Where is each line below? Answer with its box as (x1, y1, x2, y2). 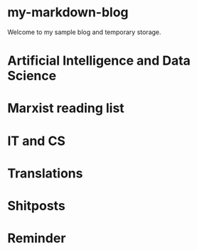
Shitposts (7, 197, 65, 214)
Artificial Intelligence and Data (7, 53, 191, 69)
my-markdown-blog (7, 4, 129, 21)
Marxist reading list (7, 100, 124, 116)
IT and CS (7, 133, 66, 149)
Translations (7, 165, 83, 181)
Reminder (7, 230, 66, 246)
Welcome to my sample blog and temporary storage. (7, 28, 161, 36)
